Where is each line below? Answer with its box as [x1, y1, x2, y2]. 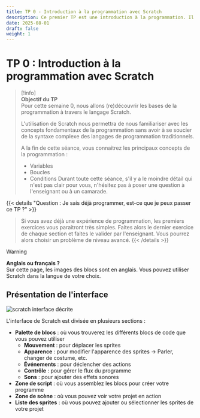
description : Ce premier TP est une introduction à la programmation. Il [6, 14, 195, 20]
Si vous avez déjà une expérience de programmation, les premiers [20, 217, 184, 225]
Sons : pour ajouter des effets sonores [23, 373, 119, 380]
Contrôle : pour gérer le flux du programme [23, 366, 132, 374]
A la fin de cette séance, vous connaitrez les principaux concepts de [20, 144, 190, 152]
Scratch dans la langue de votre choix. [6, 272, 101, 280]
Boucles [29, 169, 50, 176]
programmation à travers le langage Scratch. [20, 108, 132, 116]
